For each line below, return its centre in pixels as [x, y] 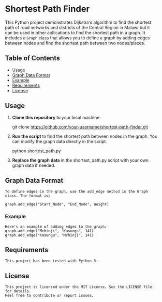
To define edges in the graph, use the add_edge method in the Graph [77, 192]
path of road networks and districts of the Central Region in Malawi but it [77, 27]
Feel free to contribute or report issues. [50, 296]
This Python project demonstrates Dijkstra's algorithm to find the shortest [78, 22]
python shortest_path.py [37, 151]
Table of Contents [33, 58]
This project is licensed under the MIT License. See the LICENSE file [79, 287]
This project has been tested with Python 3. [52, 261]
